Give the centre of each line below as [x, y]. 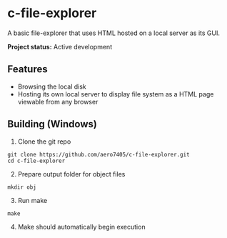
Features [27, 69]
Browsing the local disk [52, 86]
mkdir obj [22, 187]
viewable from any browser [58, 101]
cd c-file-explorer [36, 161]
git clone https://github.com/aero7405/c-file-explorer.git [99, 154]
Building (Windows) [52, 124]
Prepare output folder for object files [71, 174]
